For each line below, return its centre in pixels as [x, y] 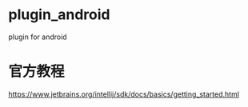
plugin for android [38, 37]
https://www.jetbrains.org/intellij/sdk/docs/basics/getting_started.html [124, 94]
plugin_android [59, 15]
